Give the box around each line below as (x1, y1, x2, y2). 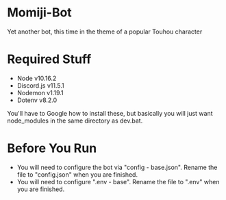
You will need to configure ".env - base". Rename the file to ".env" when (16, 177, 220, 186)
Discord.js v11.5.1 (16, 81, 64, 90)
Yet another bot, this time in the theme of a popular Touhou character (7, 27, 203, 36)
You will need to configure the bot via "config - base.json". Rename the (16, 163, 218, 171)
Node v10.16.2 (16, 74, 57, 82)
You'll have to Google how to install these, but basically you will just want (7, 109, 214, 117)
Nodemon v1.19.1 (16, 88, 64, 97)
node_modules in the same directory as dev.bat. (7, 116, 143, 125)
